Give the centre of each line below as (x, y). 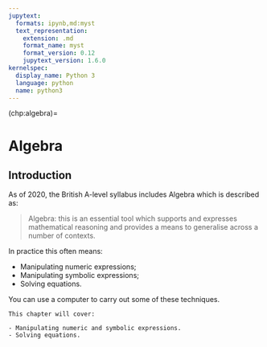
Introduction (40, 175)
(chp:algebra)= (33, 113)
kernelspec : (28, 68)
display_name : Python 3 (55, 76)
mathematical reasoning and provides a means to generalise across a (143, 227)
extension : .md (48, 38)
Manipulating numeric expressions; (78, 267)
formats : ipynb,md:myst (55, 23)
